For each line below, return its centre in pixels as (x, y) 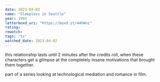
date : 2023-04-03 (23, 9)
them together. (20, 65)
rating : (13, 27)
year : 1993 (16, 18)
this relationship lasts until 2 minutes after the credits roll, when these (74, 55)
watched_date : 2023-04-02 (31, 41)
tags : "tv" (16, 37)
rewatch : (14, 32)
